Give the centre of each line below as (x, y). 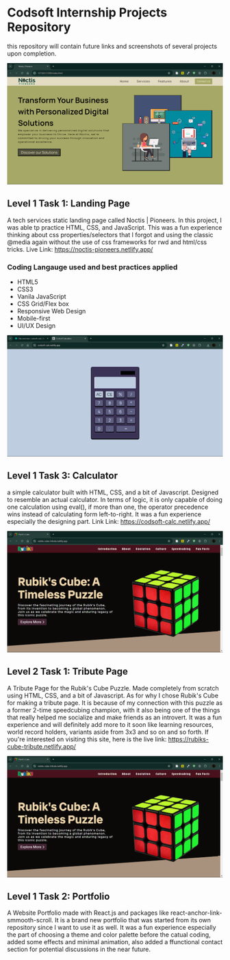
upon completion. (32, 53)
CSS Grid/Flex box (43, 304)
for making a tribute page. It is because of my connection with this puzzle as (115, 703)
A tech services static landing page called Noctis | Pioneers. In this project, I (115, 220)
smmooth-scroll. (30, 920)
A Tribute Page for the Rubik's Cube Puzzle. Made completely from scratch (113, 688)
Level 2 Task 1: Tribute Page (67, 672)
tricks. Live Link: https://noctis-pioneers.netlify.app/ (80, 249)
